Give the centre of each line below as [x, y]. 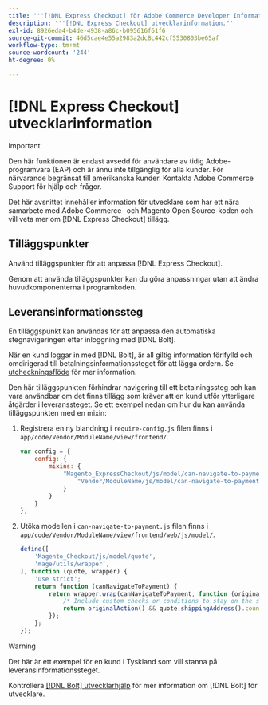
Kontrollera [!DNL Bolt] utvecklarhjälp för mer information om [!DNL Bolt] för [133, 685]
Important [24, 145]
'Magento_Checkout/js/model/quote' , [95, 557]
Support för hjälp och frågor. [55, 186]
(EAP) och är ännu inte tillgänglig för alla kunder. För [138, 169]
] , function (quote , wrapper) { [73, 571]
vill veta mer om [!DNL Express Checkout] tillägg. [89, 219]
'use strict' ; [58, 579]
